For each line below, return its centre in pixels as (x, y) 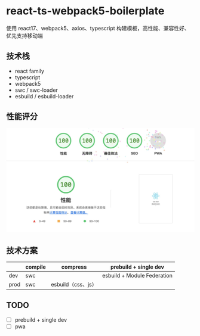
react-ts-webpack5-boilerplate (85, 11)
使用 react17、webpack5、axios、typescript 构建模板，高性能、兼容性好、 (98, 28)
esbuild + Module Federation (138, 276)
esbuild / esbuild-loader (44, 96)
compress (74, 267)
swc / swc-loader (36, 90)
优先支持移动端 (24, 35)
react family (30, 71)
